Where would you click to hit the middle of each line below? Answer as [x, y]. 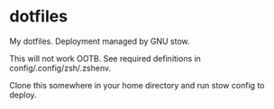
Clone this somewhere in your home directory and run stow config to [137, 85]
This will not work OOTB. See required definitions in [105, 58]
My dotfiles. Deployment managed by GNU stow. [100, 41]
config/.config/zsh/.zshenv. [60, 68]
